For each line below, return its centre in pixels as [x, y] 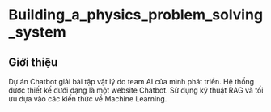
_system [37, 32]
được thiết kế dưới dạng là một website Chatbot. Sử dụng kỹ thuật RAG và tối [136, 90]
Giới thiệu [33, 62]
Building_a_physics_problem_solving [136, 15]
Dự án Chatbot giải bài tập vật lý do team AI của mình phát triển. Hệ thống [131, 82]
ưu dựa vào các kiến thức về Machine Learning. [88, 99]
